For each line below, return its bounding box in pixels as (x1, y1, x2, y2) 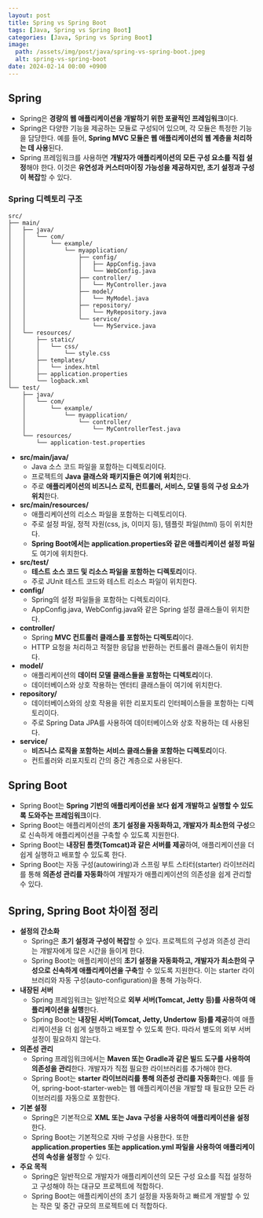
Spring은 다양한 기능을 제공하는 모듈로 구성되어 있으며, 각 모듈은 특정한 (19, 123, 238, 133)
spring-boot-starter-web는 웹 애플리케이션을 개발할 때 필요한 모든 (42, 1084, 247, 1093)
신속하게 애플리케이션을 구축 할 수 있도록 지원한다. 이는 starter (52, 966, 241, 975)
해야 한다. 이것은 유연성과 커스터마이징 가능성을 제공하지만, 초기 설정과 (26, 162, 241, 172)
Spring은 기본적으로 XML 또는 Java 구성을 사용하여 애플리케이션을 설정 (31, 1113, 250, 1122)
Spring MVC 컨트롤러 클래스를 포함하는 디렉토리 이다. (31, 633, 194, 642)
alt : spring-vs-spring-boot (15, 56, 108, 64)
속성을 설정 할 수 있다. (46, 1152, 111, 1161)
